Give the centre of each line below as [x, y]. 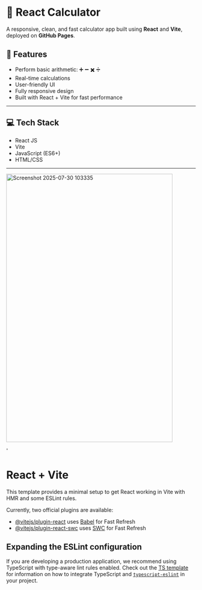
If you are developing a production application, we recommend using [91, 562]
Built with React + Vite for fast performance [69, 97]
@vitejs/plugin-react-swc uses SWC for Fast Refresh [80, 528]
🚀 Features [27, 55]
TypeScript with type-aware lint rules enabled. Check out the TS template [97, 568]
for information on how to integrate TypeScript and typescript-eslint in [96, 574]
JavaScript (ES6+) [38, 153]
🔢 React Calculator [54, 12]
